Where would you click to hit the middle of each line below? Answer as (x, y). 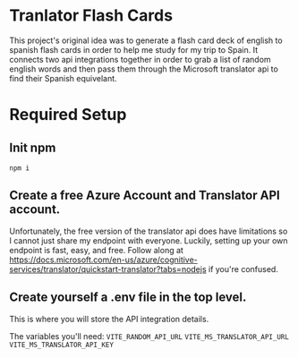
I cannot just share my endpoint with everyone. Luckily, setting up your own (149, 240)
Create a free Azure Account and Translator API (145, 196)
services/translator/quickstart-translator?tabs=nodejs (108, 268)
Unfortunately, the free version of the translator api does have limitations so (149, 231)
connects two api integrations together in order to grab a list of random (140, 59)
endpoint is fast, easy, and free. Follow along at (96, 250)
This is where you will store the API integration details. (109, 319)
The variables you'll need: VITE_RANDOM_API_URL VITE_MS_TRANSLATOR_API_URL (149, 336)
